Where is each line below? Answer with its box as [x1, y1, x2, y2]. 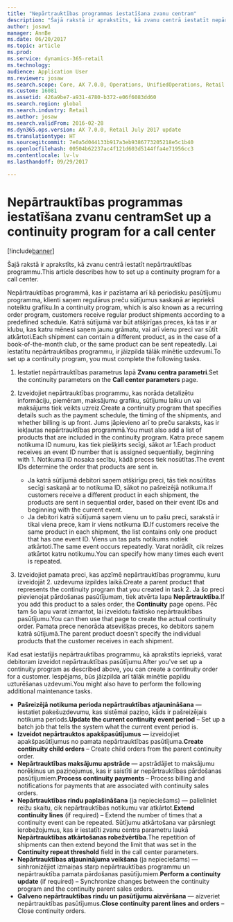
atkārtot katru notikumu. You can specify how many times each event [27, 549, 224, 558]
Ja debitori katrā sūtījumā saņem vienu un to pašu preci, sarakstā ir [27, 512, 220, 521]
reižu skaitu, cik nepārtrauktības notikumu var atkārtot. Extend [17, 803, 195, 812]
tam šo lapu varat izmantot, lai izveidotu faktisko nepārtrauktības [17, 607, 202, 616]
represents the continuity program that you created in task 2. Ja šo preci [17, 585, 225, 593]
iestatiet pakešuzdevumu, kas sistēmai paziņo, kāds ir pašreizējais [17, 708, 207, 716]
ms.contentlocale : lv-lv [7, 152, 79, 159]
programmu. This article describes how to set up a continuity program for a [7, 268, 221, 276]
